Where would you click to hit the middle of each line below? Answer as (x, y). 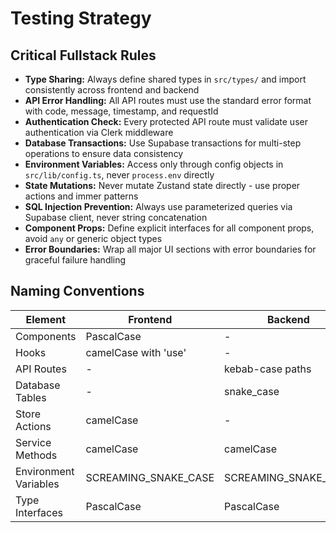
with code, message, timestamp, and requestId (121, 111)
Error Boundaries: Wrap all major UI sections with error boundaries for (170, 249)
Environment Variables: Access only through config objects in (154, 164)
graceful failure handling (75, 260)
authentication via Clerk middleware (99, 132)
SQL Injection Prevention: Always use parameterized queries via (158, 206)
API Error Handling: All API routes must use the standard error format (168, 100)
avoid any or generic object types (93, 238)
